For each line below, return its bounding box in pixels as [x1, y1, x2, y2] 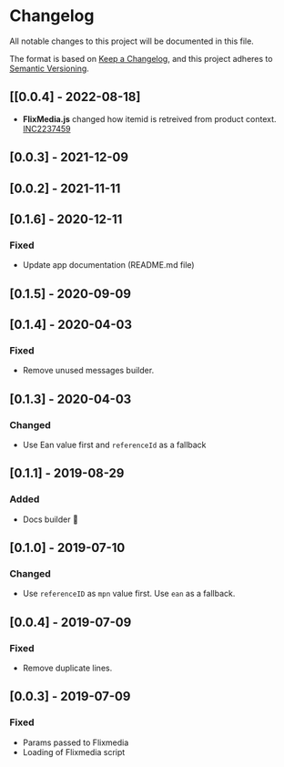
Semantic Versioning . [9, 63, 89, 74]
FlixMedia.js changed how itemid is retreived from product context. [22, 113, 277, 124]
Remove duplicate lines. [22, 662, 113, 674]
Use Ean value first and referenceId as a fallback [22, 439, 207, 450]
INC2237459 [22, 123, 71, 134]
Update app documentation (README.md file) [22, 260, 195, 271]
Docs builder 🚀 [22, 514, 79, 525]
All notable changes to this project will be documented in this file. [9, 36, 255, 46]
